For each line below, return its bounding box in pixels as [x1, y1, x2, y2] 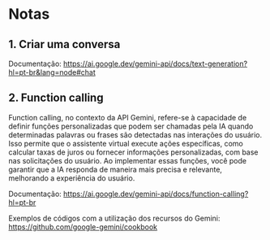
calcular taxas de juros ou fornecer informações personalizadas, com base [8, 147, 259, 157]
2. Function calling [8, 91, 104, 105]
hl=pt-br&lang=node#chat [8, 68, 96, 77]
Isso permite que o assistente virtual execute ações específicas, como [8, 138, 243, 148]
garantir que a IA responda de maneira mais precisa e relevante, [8, 164, 223, 174]
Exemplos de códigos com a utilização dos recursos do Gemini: [8, 213, 221, 223]
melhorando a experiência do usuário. [8, 172, 135, 183]
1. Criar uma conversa [8, 37, 121, 51]
